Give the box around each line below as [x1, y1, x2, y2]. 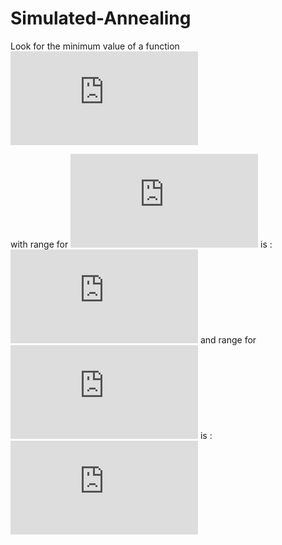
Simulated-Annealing [10, 7, 192, 30]
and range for [199, 333, 257, 346]
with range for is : [10, 238, 273, 250]
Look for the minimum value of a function [10, 40, 180, 52]
